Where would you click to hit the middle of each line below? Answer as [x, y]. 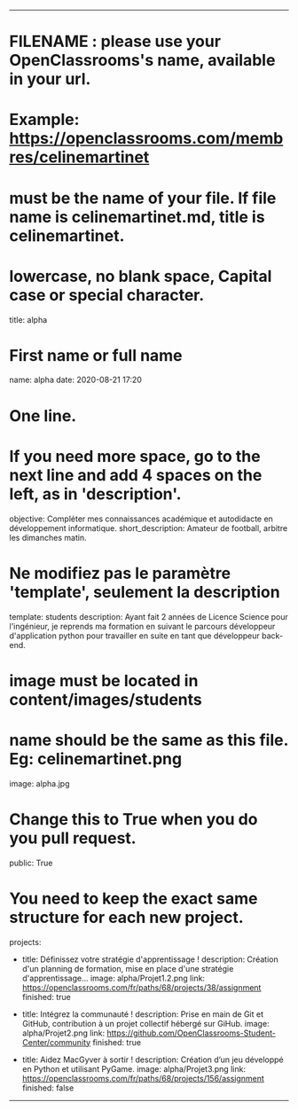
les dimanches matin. [48, 537]
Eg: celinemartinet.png [96, 758]
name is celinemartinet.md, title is [137, 217]
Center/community [56, 1042]
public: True [31, 863]
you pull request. [73, 838]
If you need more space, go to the [135, 456]
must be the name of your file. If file [143, 198]
